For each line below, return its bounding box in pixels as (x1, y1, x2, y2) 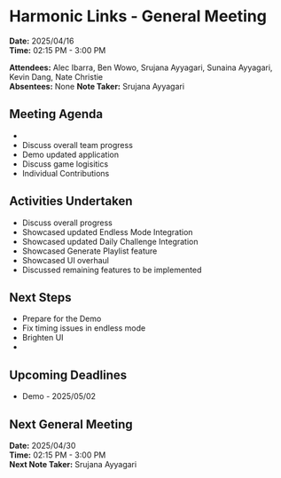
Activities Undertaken (9, 193, 133, 209)
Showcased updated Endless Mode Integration (21, 226, 193, 237)
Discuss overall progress (21, 217, 113, 228)
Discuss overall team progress (21, 139, 133, 150)
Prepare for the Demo (21, 313, 102, 325)
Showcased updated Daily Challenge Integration (21, 236, 199, 247)
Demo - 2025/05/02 (21, 391, 96, 402)
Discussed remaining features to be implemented (21, 264, 202, 275)
